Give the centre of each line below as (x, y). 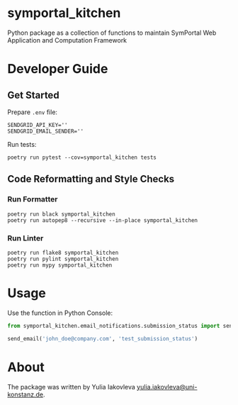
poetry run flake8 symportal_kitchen (63, 253)
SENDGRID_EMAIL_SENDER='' (45, 131)
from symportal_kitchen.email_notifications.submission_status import (114, 326)
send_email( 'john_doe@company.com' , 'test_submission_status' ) (103, 338)
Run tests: (22, 144)
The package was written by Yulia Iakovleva (72, 387)
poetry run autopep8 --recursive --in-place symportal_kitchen (103, 220)
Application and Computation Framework (67, 40)
